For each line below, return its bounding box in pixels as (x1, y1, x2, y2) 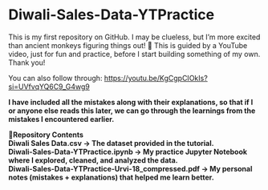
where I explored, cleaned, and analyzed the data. (8, 155, 178, 165)
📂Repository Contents (8, 130, 84, 139)
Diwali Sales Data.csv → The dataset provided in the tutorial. (8, 138, 214, 148)
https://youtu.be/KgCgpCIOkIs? (104, 73, 209, 83)
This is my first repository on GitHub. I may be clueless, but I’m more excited (8, 32, 261, 42)
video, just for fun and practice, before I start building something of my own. (8, 49, 261, 59)
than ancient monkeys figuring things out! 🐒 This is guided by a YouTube (8, 40, 248, 50)
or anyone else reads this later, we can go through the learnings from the (8, 106, 256, 115)
